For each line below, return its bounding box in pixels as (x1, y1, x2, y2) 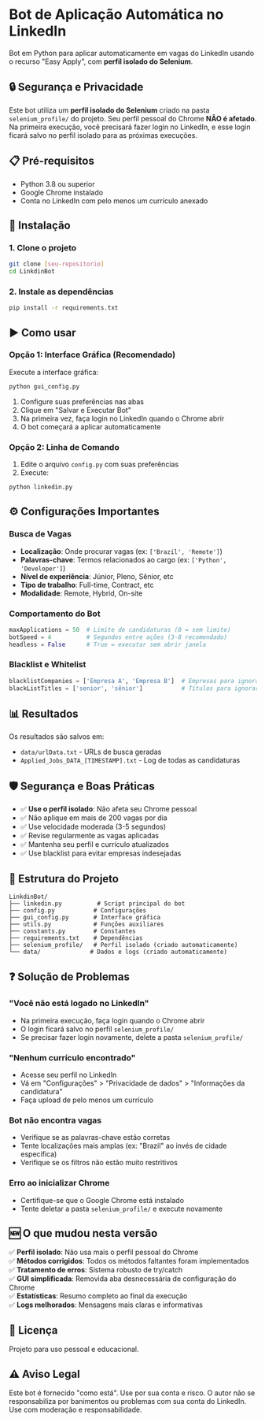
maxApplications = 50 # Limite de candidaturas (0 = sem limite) (9, 626, 231, 633)
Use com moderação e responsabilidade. (9, 1405, 142, 1415)
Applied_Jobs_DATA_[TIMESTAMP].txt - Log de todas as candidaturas (20, 756, 241, 765)
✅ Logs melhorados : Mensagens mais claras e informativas (9, 1300, 204, 1309)
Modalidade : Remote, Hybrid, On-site (20, 588, 143, 598)
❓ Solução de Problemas (9, 971, 131, 984)
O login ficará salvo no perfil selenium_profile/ (20, 1024, 175, 1034)
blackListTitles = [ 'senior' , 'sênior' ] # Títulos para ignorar (9, 684, 259, 692)
